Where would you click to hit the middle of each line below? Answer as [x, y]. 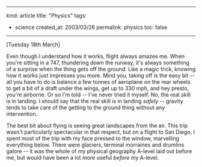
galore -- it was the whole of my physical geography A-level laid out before [99, 151]
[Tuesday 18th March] [33, 45]
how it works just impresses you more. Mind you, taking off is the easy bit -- [101, 75]
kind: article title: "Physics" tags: [47, 15]
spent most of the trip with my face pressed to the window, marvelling [93, 138]
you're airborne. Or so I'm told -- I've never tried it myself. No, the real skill [99, 95]
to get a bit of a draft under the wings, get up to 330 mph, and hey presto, [98, 88]
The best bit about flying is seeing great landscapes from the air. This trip [97, 125]
